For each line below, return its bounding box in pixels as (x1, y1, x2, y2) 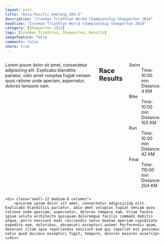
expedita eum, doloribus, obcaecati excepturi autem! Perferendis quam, (5, 222, 158, 227)
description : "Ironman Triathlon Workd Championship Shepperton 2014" (5, 16, 153, 21)
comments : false (5, 40, 38, 44)
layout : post (5, 7, 32, 12)
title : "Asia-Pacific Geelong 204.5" (5, 12, 83, 17)
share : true (5, 44, 30, 49)
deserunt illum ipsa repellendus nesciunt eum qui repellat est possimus (5, 227, 160, 232)
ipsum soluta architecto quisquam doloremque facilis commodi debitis (5, 213, 153, 219)
